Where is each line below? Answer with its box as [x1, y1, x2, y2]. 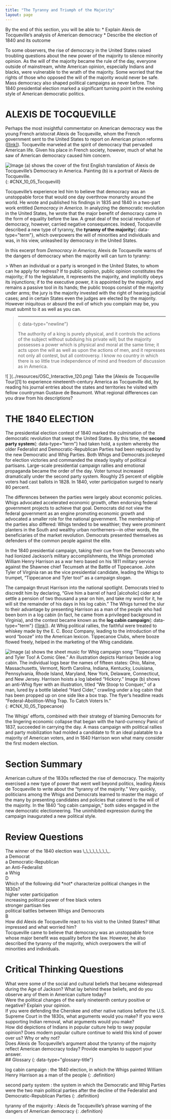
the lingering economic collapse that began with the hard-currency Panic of [5, 719, 164, 725]
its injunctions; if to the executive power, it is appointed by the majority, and [5, 279, 164, 285]
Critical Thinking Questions [5, 964, 124, 975]
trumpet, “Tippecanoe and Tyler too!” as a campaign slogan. [5, 575, 132, 581]
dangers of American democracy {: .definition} [5, 1108, 103, 1114]
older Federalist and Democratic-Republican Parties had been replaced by [5, 446, 161, 453]
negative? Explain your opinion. [5, 1002, 71, 1009]
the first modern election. [5, 740, 59, 747]
